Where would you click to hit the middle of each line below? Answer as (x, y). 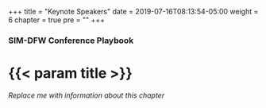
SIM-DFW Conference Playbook (71, 40)
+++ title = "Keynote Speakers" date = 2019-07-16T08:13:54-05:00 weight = (133, 12)
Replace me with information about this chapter (87, 95)
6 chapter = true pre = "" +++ (57, 20)
